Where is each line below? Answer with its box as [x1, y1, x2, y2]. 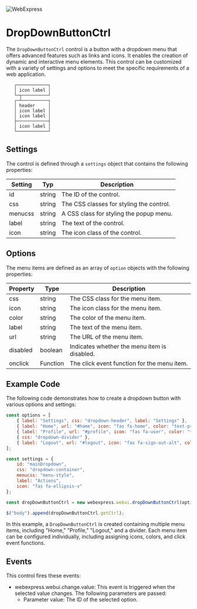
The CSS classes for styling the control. [61, 200, 171, 208]
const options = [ [6, 412, 51, 418]
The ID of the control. [61, 190, 120, 198]
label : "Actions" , [16, 478, 62, 484]
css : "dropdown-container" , [16, 467, 85, 473]
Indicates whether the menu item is [69, 342, 167, 350]
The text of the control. [61, 219, 125, 227]
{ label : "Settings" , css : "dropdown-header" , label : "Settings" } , [16, 418, 188, 424]
